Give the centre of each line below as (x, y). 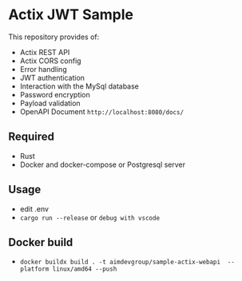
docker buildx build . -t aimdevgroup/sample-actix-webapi (120, 262)
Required (31, 137)
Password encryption (55, 94)
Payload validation (50, 103)
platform (34, 269)
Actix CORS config (50, 61)
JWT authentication (52, 77)
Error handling (43, 69)
